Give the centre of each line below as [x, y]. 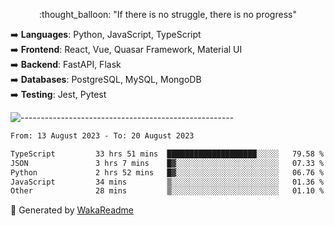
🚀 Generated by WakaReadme [72, 210]
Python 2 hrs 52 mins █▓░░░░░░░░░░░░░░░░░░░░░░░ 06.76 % [167, 172]
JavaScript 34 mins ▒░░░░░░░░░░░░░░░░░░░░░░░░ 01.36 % [167, 182]
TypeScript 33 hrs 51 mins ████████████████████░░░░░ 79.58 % [167, 154]
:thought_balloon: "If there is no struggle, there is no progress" [168, 14]
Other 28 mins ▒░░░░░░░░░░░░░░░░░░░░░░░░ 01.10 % [167, 191]
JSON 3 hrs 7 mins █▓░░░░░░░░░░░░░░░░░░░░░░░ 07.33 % [167, 163]
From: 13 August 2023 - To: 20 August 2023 [102, 136]
